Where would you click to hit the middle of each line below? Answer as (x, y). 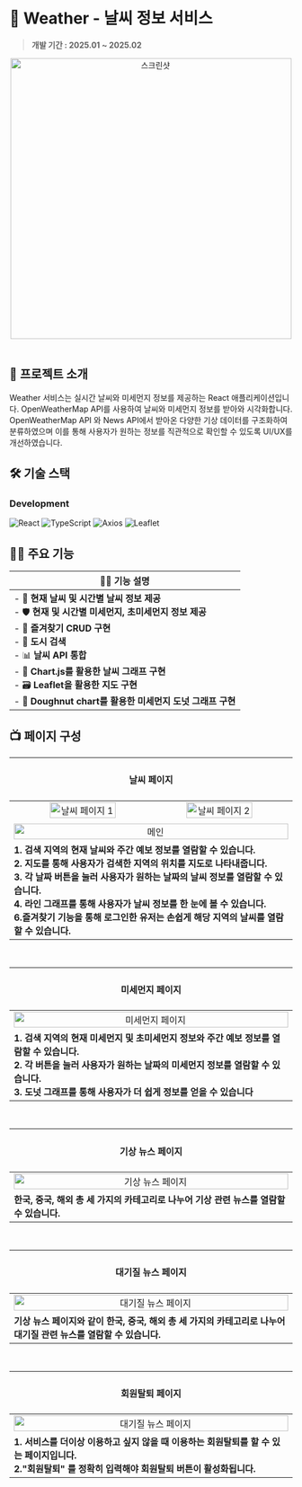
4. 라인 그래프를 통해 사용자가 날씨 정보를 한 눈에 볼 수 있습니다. (140, 904)
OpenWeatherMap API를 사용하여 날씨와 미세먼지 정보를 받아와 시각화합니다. (157, 409)
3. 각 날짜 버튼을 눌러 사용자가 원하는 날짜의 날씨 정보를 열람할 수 (143, 877)
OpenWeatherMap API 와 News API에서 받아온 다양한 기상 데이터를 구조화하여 (148, 420)
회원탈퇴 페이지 (151, 1394)
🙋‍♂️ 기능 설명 (125, 581)
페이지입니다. (51, 1456)
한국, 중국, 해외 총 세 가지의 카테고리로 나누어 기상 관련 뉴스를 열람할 (150, 1200)
